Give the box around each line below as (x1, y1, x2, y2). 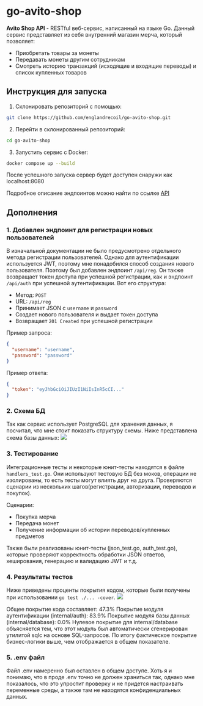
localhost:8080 (6, 178, 45, 185)
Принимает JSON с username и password (15, 304, 117, 312)
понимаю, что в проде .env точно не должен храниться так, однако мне (6, 674, 195, 681)
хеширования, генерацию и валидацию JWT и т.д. (6, 557, 138, 564)
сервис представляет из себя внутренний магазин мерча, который (6, 31, 182, 38)
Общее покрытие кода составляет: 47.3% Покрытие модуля (6, 606, 164, 613)
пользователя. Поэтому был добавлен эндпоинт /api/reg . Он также (6, 267, 184, 274)
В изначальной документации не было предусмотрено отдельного (6, 247, 182, 255)
